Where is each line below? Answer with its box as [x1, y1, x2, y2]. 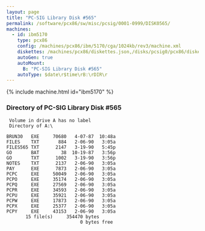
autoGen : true [17, 54, 53, 61]
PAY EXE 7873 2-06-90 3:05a [6, 166, 116, 172]
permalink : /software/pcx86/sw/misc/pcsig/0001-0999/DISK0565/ [6, 20, 171, 26]
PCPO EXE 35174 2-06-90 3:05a [6, 176, 116, 182]
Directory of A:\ [9, 123, 53, 129]
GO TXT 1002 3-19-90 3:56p [6, 155, 116, 161]
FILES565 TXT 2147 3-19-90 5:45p [6, 144, 116, 150]
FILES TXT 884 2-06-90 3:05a [6, 139, 116, 145]
